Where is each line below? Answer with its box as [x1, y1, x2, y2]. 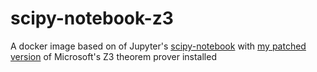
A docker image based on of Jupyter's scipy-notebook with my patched [10, 40, 307, 52]
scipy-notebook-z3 [10, 7, 174, 30]
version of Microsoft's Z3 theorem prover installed [10, 50, 217, 62]
